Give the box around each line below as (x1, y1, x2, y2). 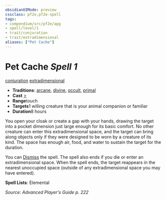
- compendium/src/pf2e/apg (5, 21, 61, 26)
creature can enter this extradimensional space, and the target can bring (5, 128, 154, 134)
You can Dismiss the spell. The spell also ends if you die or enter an (5, 154, 144, 160)
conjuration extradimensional (5, 78, 65, 84)
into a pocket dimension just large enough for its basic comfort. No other (5, 123, 154, 129)
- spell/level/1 (5, 26, 39, 31)
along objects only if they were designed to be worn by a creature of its (5, 134, 152, 140)
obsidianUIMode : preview (5, 7, 57, 12)
